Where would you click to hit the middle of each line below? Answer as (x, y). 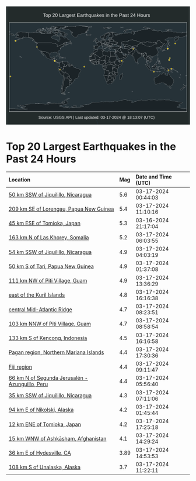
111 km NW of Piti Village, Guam (48, 281)
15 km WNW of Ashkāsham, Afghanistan (57, 438)
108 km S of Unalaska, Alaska (44, 467)
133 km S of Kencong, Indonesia (48, 338)
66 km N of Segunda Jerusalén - (48, 378)
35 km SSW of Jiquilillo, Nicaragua (50, 396)
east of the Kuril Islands (37, 295)
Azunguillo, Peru (28, 384)
